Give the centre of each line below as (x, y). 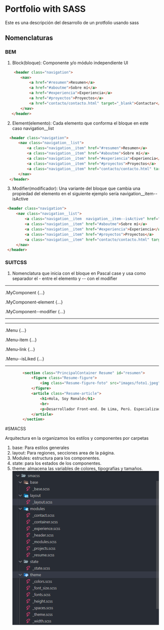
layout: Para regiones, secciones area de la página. (63, 453)
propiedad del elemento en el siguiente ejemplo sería (65, 194)
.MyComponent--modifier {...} (35, 311)
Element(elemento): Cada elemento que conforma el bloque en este (80, 123)
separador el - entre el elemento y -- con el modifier (65, 278)
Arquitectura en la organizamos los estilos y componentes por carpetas (77, 438)
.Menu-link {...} (20, 349)
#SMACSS (15, 429)
